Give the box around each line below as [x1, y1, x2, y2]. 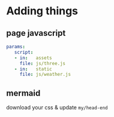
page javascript [6, 28, 66, 38]
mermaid [6, 88, 41, 98]
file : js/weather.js [19, 72, 71, 78]
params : [6, 44, 26, 50]
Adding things [6, 4, 79, 18]
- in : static [14, 66, 52, 72]
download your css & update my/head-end [6, 104, 108, 111]
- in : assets [14, 55, 52, 61]
